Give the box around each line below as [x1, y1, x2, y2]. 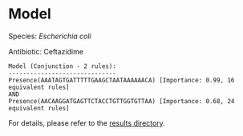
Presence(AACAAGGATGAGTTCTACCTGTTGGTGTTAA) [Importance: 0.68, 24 [8, 97, 235, 105]
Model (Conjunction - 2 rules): [8, 62, 116, 70]
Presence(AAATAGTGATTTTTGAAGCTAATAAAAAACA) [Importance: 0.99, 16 [8, 76, 235, 84]
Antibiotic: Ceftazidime [8, 46, 84, 56]
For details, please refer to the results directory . [8, 118, 166, 128]
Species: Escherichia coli [8, 31, 92, 41]
